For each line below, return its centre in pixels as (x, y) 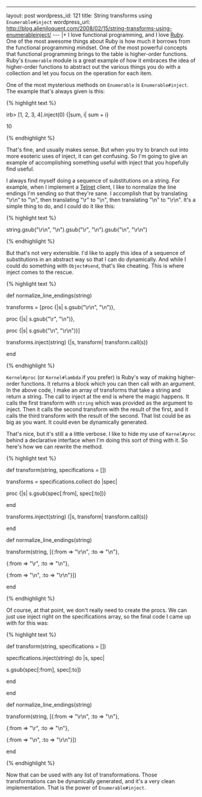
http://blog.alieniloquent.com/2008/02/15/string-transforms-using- (89, 28)
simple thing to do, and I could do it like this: (61, 206)
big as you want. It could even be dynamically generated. (77, 422)
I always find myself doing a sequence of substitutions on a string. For (93, 181)
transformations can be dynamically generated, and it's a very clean (91, 781)
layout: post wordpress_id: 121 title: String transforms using (79, 15)
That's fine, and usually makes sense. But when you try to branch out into (97, 150)
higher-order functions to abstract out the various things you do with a (93, 67)
